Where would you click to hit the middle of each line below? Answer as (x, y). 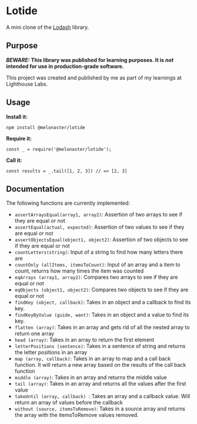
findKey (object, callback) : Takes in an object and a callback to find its (103, 303)
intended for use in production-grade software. (65, 66)
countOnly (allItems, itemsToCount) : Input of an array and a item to (97, 265)
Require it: (19, 138)
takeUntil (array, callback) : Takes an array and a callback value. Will (102, 396)
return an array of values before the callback (69, 403)
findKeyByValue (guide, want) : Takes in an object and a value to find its (102, 315)
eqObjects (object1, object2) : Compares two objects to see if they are (101, 290)
